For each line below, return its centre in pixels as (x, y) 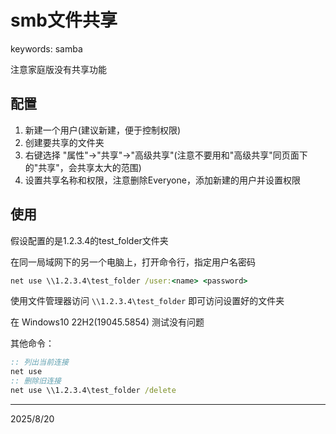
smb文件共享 (64, 20)
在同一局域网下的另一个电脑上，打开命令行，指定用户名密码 (133, 262)
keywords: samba (46, 48)
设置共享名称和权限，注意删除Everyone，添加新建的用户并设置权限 (162, 180)
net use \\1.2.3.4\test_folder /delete (93, 391)
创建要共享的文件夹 (64, 142)
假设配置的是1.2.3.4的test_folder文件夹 (89, 240)
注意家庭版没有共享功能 (58, 69)
